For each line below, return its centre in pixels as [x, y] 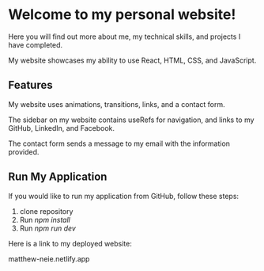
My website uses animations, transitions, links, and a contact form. [117, 104]
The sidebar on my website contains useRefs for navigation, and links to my [131, 120]
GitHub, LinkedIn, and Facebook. [61, 128]
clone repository [46, 211]
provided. [24, 151]
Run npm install [45, 219]
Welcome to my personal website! [122, 15]
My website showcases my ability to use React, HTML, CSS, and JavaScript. [132, 60]
